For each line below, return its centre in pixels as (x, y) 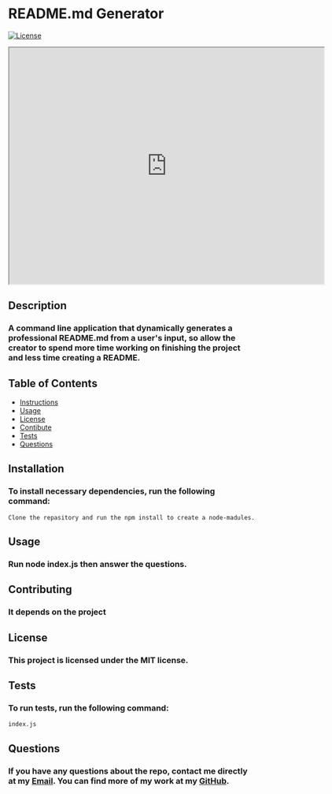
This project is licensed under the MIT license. (98, 660)
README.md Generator (86, 14)
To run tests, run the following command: (89, 708)
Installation (36, 469)
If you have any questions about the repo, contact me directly (128, 771)
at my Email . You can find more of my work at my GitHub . (119, 781)
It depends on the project (57, 612)
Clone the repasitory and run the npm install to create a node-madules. (132, 517)
